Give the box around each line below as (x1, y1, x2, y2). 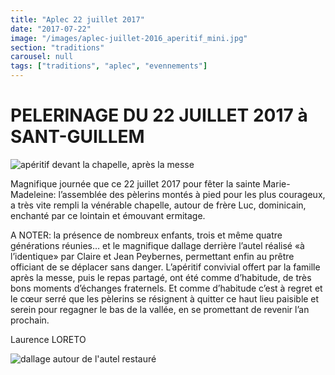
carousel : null (10, 52, 74, 62)
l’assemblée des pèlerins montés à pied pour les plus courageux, (58, 188, 326, 200)
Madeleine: (10, 188, 57, 200)
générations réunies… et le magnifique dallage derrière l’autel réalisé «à (10, 239, 305, 251)
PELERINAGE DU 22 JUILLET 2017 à (10, 104, 308, 127)
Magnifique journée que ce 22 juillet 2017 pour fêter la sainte (10, 177, 261, 190)
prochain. (10, 314, 50, 326)
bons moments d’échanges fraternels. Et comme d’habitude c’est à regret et (10, 282, 323, 294)
